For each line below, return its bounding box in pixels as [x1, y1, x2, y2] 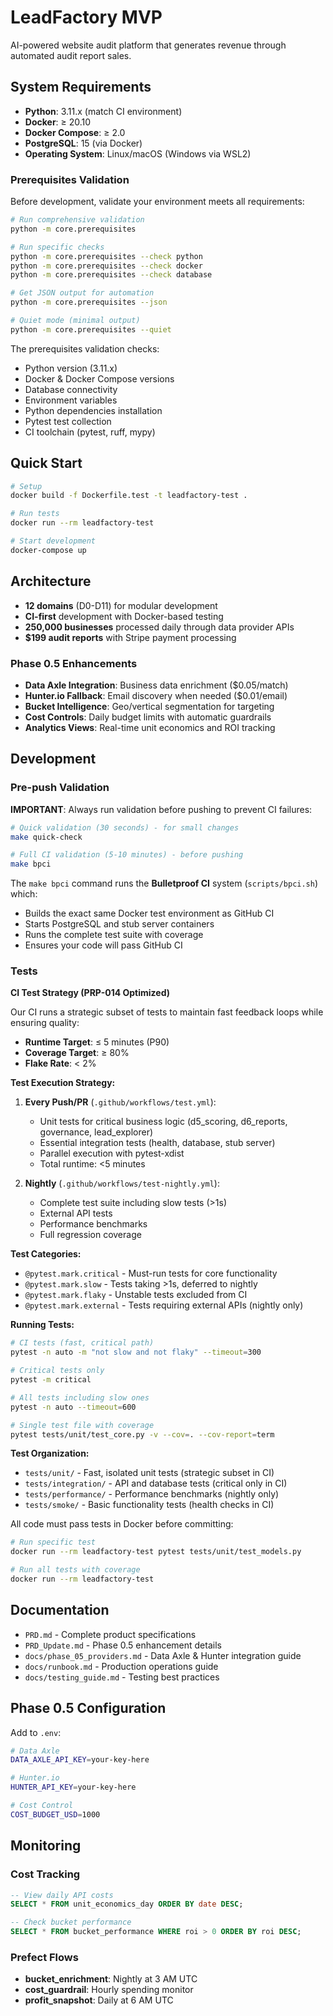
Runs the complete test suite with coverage [24, 929, 204, 941]
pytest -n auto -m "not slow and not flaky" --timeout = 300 [10, 1347, 262, 1358]
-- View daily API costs [10, 1890, 114, 1900]
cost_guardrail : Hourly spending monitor [24, 1984, 194, 1996]
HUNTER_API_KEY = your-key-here [10, 1782, 137, 1793]
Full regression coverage [39, 1229, 142, 1241]
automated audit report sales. [10, 49, 132, 61]
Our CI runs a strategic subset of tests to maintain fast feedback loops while [10, 1006, 324, 1018]
